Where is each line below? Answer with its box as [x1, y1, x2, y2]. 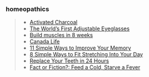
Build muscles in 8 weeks [29, 32, 93, 39]
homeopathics [5, 5, 50, 13]
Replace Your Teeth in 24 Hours [29, 57, 110, 65]
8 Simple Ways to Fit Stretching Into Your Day [29, 51, 144, 58]
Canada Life [29, 38, 60, 45]
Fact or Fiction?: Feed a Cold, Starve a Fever [29, 64, 141, 71]
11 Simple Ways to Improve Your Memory [29, 44, 131, 52]
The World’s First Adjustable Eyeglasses [29, 25, 130, 32]
